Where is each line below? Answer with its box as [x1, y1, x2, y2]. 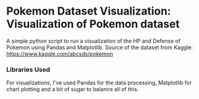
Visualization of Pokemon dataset [6, 17, 180, 31]
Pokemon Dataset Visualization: [6, 4, 171, 18]
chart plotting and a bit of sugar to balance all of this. [6, 86, 139, 93]
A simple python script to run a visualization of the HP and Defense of [6, 37, 181, 44]
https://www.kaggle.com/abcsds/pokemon [6, 50, 113, 57]
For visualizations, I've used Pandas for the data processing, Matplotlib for [6, 79, 192, 86]
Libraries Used [6, 65, 50, 73]
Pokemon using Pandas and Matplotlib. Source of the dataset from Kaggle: [6, 44, 193, 51]
